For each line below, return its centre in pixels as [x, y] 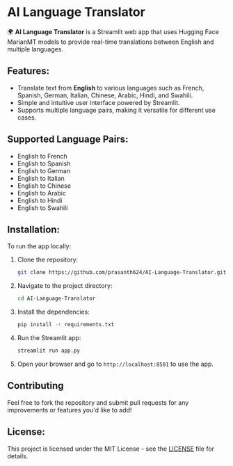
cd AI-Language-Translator [56, 299]
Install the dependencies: [54, 312]
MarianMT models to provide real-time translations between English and [111, 42]
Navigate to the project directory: [65, 286]
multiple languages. [35, 49]
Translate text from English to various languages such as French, [111, 88]
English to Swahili [42, 208]
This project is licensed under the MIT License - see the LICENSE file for [111, 449]
